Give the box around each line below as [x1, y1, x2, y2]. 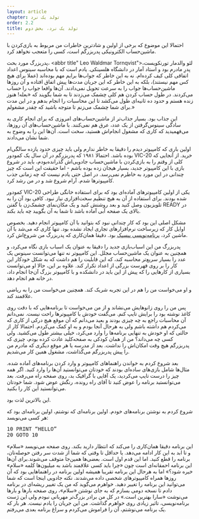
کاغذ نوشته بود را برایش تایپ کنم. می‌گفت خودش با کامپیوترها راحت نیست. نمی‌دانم [7, 310, 191, 318]
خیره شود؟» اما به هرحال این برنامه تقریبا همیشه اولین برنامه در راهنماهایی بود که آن [7, 468, 193, 475]
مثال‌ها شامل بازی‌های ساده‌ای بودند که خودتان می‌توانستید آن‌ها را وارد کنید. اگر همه [7, 366, 190, 373]
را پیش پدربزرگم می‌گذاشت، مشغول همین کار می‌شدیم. [7, 348, 130, 355]
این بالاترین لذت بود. [7, 396, 51, 404]
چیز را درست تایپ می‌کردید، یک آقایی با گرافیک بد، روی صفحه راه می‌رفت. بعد [7, 372, 179, 379]
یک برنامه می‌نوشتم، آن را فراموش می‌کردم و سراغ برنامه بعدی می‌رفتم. [7, 506, 166, 513]
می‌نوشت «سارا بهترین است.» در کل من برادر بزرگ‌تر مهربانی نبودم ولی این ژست [7, 493, 188, 501]
